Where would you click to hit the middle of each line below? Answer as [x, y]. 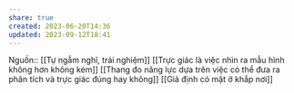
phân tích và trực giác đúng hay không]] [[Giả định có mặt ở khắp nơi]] [141, 79]
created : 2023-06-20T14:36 [60, 26]
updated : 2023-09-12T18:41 [60, 34]
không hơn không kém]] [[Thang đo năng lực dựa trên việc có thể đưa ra [144, 70]
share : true [31, 18]
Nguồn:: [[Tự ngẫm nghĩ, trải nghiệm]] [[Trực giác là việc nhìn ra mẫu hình [147, 60]
